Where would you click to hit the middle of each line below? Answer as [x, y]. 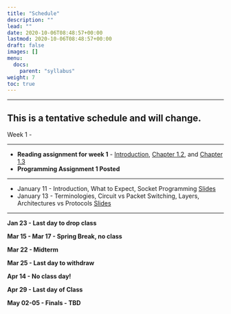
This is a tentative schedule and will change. [104, 118]
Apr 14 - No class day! [39, 276]
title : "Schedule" [33, 13]
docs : [21, 65]
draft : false [26, 45]
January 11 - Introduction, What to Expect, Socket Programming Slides [117, 189]
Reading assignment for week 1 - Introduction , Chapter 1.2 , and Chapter [120, 155]
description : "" [30, 20]
